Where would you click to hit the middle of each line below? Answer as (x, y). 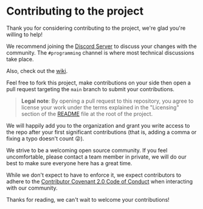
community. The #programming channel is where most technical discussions (100, 52)
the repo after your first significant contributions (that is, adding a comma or (101, 132)
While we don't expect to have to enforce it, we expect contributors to (94, 175)
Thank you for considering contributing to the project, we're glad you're (96, 28)
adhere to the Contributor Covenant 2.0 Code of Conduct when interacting (100, 181)
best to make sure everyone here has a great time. (69, 163)
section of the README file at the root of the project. (87, 114)
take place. (20, 59)
